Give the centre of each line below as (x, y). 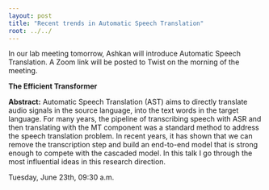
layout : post (30, 16)
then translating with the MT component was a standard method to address (134, 128)
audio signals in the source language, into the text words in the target (124, 110)
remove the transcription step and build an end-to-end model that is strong (133, 145)
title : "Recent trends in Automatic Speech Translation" (106, 23)
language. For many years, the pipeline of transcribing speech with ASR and (135, 119)
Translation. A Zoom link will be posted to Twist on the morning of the (124, 62)
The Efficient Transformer (53, 86)
